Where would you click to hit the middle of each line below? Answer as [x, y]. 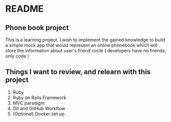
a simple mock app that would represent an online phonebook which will [81, 45]
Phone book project [37, 28]
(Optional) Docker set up [39, 114]
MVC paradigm [29, 103]
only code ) [17, 56]
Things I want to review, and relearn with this [78, 72]
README [25, 9]
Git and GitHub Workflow [39, 108]
